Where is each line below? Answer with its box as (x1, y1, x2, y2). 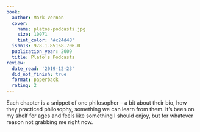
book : (6, 9, 20, 15)
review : (6, 60, 26, 66)
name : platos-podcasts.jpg (17, 26, 86, 32)
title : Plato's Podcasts (12, 54, 75, 60)
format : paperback (12, 77, 59, 83)
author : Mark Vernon (12, 15, 64, 21)
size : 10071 (17, 32, 48, 38)
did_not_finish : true (12, 71, 67, 77)
